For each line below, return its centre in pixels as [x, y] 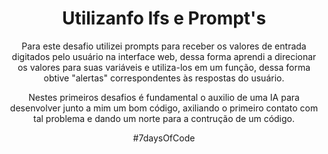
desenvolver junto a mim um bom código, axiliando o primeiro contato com [164, 108]
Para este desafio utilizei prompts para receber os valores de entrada [164, 46]
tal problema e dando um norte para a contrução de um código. [164, 118]
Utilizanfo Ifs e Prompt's [164, 18]
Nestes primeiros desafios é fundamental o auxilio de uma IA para [164, 97]
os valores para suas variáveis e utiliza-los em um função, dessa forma [164, 67]
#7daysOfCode [164, 138]
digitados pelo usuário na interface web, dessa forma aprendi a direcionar [164, 56]
